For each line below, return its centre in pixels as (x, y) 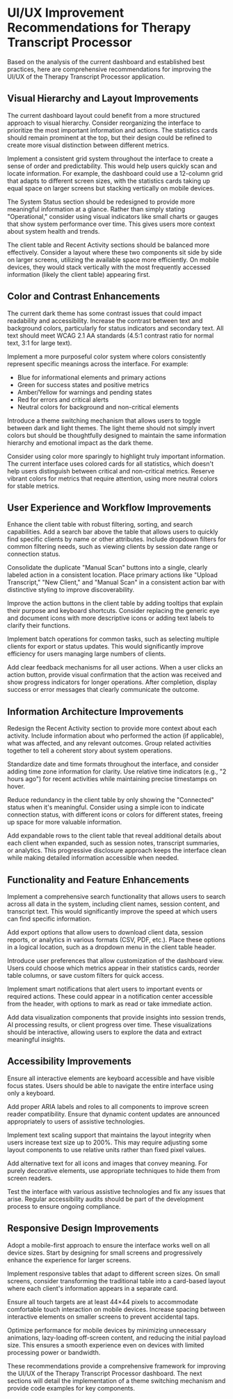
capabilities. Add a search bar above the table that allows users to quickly (113, 532)
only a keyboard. (31, 1093)
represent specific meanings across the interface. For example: (98, 363)
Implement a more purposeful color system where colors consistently (107, 356)
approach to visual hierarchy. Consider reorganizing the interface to (104, 123)
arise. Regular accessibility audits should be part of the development (105, 1199)
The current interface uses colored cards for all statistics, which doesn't (111, 463)
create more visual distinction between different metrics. (88, 145)
